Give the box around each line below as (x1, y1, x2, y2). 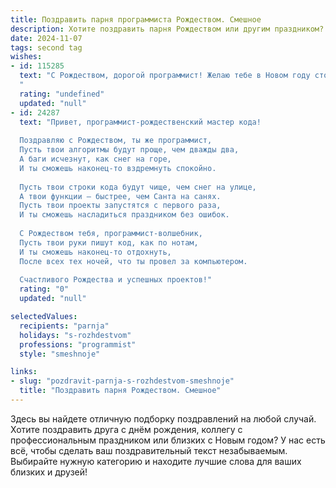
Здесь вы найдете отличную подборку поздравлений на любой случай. (10, 412, 317, 425)
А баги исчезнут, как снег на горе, (19, 154, 172, 164)
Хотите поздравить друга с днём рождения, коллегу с (10, 423, 243, 435)
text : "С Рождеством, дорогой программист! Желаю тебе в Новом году (19, 71, 311, 81)
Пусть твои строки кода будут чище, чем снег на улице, (19, 182, 257, 192)
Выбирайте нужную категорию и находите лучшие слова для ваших (10, 455, 302, 467)
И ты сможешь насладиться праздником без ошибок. (19, 210, 230, 220)
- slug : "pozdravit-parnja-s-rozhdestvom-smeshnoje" (10, 376, 235, 386)
